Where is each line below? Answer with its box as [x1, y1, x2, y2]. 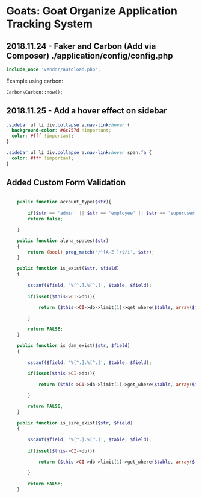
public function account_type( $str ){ [17, 199, 112, 205]
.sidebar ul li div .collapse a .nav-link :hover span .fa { [6, 150, 152, 156]
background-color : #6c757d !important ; [11, 127, 112, 133]
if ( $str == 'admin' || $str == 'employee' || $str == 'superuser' [28, 210, 198, 217]
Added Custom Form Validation [6, 177, 126, 188]
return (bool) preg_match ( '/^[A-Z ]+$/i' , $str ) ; [28, 249, 155, 255]
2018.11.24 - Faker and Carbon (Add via [6, 41, 156, 51]
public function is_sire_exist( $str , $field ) [17, 420, 133, 426]
